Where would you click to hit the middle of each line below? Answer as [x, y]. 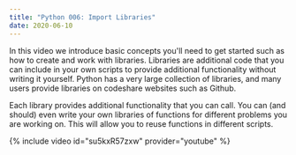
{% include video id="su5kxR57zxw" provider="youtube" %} [120, 141]
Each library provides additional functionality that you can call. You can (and [148, 105]
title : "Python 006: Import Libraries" [83, 17]
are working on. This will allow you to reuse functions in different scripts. [141, 123]
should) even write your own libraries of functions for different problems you [148, 114]
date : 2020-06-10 [41, 26]
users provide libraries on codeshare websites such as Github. [123, 88]
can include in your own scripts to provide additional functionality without [143, 69]
